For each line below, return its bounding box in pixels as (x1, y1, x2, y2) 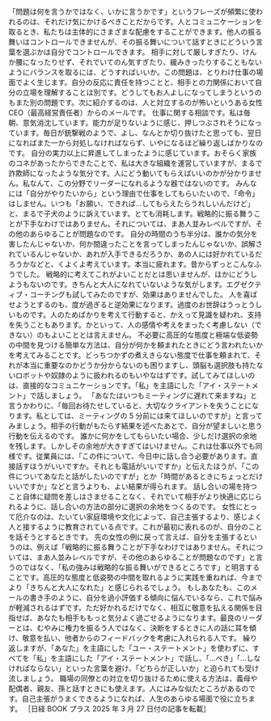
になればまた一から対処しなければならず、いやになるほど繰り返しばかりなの (8, 137, 264, 147)
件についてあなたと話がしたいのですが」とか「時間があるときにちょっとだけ (8, 471, 264, 481)
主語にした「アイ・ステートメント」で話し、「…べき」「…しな (57, 653, 261, 663)
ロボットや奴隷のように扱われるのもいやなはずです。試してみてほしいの (15, 370, 256, 380)
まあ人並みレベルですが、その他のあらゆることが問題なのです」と (36, 552, 256, 562)
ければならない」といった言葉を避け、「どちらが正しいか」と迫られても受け (8, 663, 260, 673)
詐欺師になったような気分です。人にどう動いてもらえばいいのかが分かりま (8, 168, 256, 178)
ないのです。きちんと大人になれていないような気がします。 (29, 279, 227, 289)
